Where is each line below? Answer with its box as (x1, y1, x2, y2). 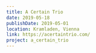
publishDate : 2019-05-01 (6, 20, 69, 26)
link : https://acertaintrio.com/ (6, 32, 91, 38)
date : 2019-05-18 (6, 15, 50, 21)
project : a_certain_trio (6, 37, 69, 43)
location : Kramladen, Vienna (6, 26, 80, 32)
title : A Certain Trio (6, 9, 63, 15)
